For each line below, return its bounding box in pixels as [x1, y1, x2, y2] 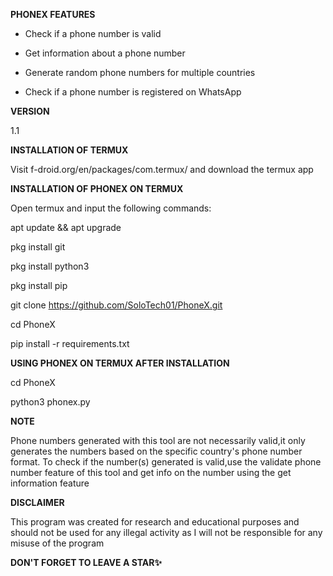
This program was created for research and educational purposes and [10, 516, 300, 528]
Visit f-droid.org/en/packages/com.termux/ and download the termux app [10, 164, 314, 175]
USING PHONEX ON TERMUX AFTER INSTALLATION [10, 357, 230, 369]
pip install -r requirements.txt [10, 338, 130, 349]
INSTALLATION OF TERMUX [10, 144, 129, 156]
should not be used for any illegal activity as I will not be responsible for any [10, 527, 323, 538]
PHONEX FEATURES [10, 9, 96, 20]
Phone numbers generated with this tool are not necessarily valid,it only [10, 435, 306, 446]
